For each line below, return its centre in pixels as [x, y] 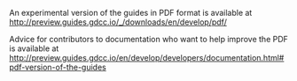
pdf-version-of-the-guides [58, 67]
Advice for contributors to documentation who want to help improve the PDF [148, 39]
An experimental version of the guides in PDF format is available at [131, 13]
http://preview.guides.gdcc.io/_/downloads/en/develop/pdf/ [118, 22]
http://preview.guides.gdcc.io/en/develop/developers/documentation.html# [147, 58]
